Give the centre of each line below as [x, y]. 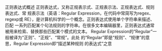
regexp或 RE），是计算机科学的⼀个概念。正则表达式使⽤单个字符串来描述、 [80, 19]
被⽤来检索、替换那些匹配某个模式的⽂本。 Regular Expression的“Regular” [79, 31]
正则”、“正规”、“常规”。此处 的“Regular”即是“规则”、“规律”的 [85, 37]
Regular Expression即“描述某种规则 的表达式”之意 [63, 43]
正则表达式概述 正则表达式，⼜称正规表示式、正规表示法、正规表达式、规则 [80, 7]
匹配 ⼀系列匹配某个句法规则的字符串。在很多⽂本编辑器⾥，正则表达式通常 [80, 25]
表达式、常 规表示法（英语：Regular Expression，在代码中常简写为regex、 [79, 13]
